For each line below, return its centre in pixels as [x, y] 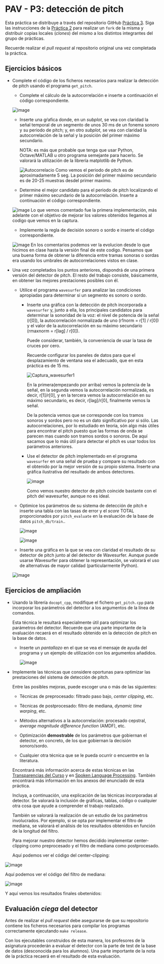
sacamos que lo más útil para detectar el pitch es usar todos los [91, 441]
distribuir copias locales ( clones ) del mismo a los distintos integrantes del [79, 33]
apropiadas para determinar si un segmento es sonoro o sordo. [83, 295]
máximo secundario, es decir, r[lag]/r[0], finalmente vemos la [88, 400]
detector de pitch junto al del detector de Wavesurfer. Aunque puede [89, 555]
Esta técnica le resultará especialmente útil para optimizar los [74, 622]
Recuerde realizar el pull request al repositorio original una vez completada [81, 48]
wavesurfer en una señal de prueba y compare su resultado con [91, 461]
